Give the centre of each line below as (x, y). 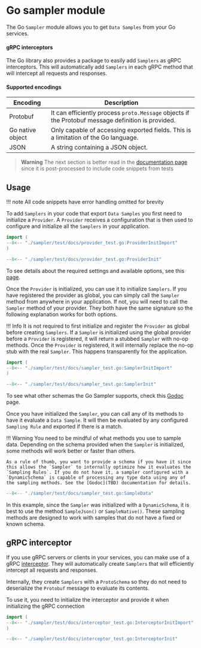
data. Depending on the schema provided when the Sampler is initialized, (95, 445)
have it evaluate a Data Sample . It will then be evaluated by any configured (97, 420)
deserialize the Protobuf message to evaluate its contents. (78, 588)
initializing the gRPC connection (45, 606)
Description (121, 103)
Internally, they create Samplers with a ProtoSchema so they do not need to (97, 581)
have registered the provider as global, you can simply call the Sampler (93, 295)
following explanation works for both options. (62, 314)
